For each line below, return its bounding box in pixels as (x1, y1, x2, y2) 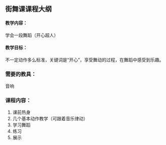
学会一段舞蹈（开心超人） (5, 32, 59, 38)
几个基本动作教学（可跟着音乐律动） (12, 116, 88, 122)
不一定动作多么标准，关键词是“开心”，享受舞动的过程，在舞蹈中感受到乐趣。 (5, 57, 164, 63)
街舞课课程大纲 (5, 5, 52, 14)
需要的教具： (5, 70, 37, 77)
